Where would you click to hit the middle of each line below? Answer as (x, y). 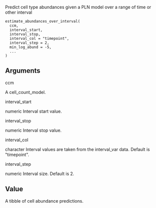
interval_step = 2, (30, 43)
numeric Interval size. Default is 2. (40, 174)
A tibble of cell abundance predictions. (44, 201)
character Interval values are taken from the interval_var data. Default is (78, 149)
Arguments (23, 71)
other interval (19, 12)
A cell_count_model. (26, 92)
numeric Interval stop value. (33, 130)
